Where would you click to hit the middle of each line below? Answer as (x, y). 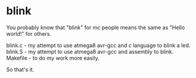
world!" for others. (29, 33)
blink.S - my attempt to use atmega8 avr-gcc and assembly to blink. (90, 51)
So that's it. (20, 69)
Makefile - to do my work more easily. (53, 58)
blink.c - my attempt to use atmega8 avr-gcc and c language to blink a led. (98, 45)
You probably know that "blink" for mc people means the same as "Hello (96, 27)
